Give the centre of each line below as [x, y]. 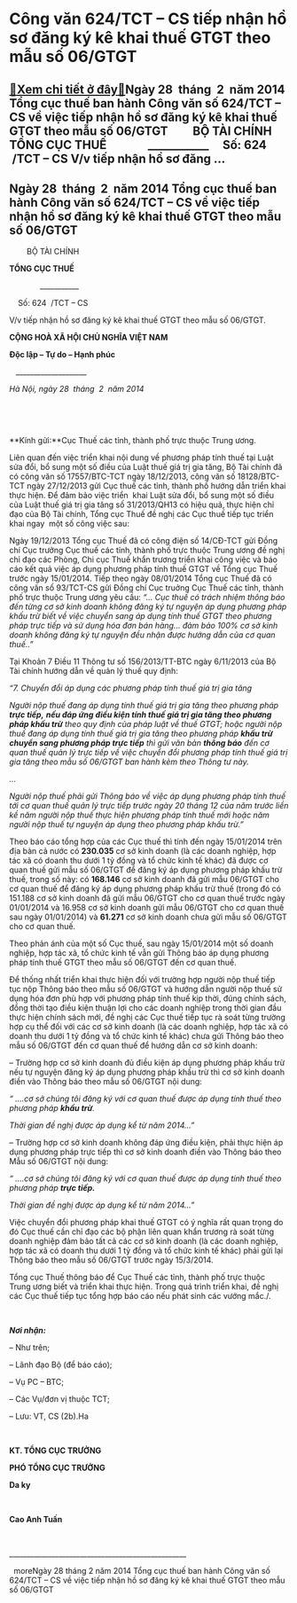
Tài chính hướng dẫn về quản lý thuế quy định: [94, 671]
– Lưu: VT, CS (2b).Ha [49, 1416]
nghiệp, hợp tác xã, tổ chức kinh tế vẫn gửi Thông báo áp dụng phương [139, 953]
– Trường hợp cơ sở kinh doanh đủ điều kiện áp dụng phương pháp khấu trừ [147, 1063]
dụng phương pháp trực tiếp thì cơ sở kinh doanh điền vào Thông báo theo [145, 1152]
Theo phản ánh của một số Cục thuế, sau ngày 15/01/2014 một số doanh [141, 943]
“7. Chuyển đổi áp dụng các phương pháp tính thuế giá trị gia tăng [131, 688]
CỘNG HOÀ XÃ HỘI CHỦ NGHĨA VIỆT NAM [89, 338]
